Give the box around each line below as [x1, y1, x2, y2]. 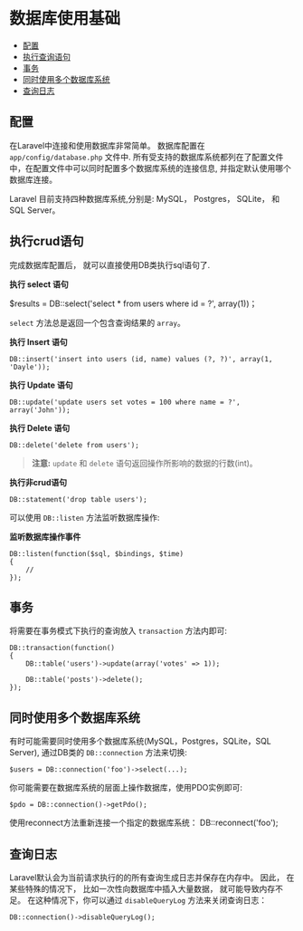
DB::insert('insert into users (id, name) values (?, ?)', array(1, [9, 354, 273, 363]
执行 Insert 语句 [9, 336, 68, 347]
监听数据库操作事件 [9, 531, 81, 542]
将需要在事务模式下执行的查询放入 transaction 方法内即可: [9, 626, 228, 637]
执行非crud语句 [9, 476, 68, 487]
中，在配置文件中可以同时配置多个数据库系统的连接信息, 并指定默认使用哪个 [9, 162, 291, 173]
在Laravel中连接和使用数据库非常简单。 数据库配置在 [9, 139, 205, 150]
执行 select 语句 [9, 278, 70, 290]
